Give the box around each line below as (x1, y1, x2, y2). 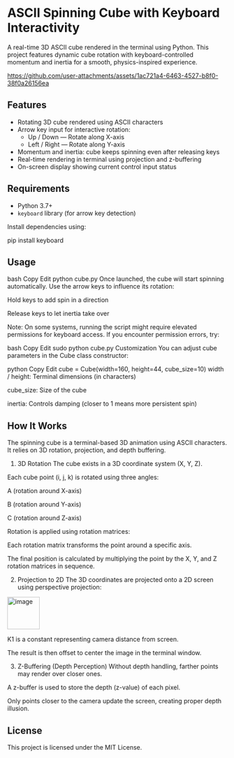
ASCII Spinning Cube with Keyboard (7, 5, 220, 21)
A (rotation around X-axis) (7, 487, 82, 495)
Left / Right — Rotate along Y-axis (27, 140, 126, 149)
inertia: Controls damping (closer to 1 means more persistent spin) (7, 399, 198, 408)
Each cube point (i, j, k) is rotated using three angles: (7, 473, 159, 481)
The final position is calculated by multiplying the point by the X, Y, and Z (7, 555, 217, 563)
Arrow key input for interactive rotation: (17, 125, 131, 134)
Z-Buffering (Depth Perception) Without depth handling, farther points (17, 662, 219, 670)
